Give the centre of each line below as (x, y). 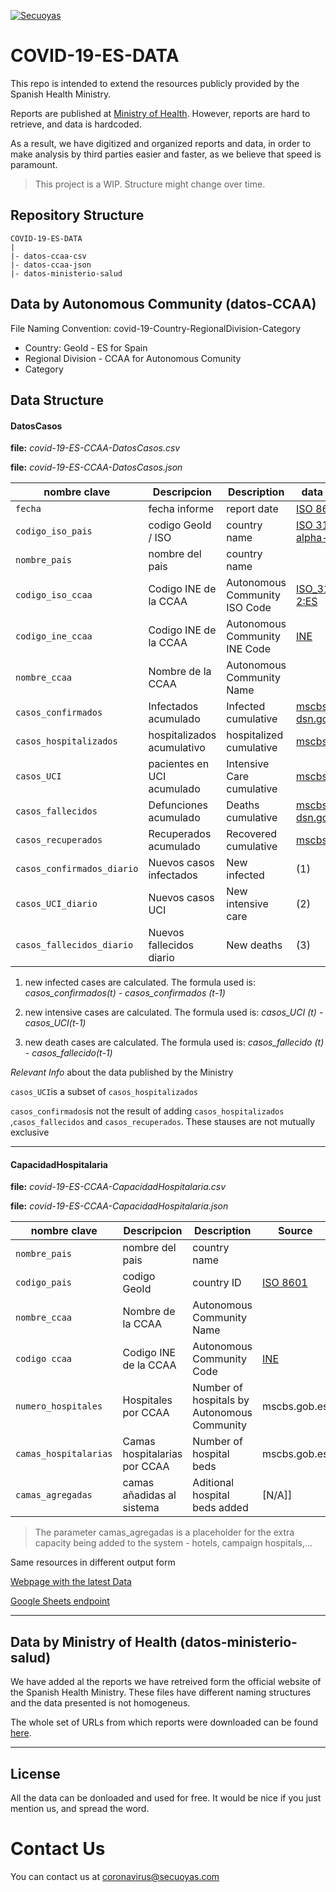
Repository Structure (77, 215)
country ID (217, 1283)
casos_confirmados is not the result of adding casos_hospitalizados (147, 1111)
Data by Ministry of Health (94, 1641)
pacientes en (179, 764)
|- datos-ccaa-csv (48, 256)
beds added (220, 1508)
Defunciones (178, 805)
